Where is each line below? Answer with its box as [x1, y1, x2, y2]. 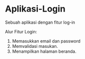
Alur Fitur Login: [5, 29, 37, 34]
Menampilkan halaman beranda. [12, 48, 77, 54]
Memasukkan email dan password [12, 38, 81, 44]
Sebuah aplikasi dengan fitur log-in [5, 19, 75, 25]
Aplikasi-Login [5, 3, 66, 15]
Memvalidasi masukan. [12, 43, 58, 49]
